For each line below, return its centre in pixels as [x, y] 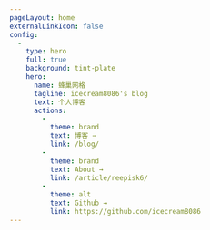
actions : [50, 110]
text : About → [76, 169]
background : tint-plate [71, 69]
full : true [46, 60]
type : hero [46, 52]
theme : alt [70, 195]
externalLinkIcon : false [56, 26]
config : [24, 34]
